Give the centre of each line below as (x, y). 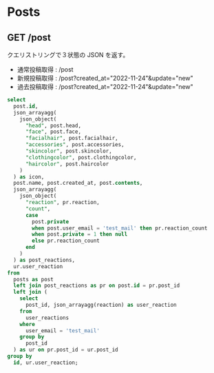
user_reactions (47, 318)
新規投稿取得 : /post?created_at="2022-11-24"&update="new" (105, 78)
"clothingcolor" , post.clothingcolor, (81, 157)
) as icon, (29, 177)
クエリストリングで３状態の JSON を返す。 (68, 55)
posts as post (33, 279)
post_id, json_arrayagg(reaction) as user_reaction (101, 305)
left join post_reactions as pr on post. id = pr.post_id (97, 286)
